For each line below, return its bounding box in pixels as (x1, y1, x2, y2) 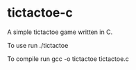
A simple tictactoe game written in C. (7, 28, 113, 36)
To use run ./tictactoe (7, 41, 69, 49)
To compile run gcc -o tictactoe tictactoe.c (7, 54, 130, 63)
